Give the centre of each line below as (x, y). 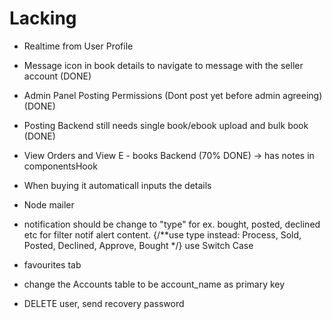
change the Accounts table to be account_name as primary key (154, 284)
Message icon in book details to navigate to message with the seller (163, 65)
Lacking (43, 18)
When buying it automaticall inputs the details (117, 185)
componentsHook (60, 166)
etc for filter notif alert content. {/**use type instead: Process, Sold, (162, 234)
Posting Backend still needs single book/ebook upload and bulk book (166, 125)
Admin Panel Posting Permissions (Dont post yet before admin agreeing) (173, 95)
